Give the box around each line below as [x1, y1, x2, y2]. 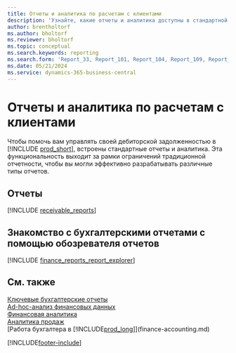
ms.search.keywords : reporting [7, 50, 99, 57]
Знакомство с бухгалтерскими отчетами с [7, 226, 206, 239]
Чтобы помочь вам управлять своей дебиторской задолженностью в [7, 138, 216, 146]
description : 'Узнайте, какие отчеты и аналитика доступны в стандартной [7, 17, 228, 24]
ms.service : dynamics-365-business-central [7, 69, 137, 76]
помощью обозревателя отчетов [7, 237, 159, 249]
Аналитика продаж [7, 317, 65, 326]
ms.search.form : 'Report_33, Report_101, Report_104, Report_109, [7, 56, 206, 63]
